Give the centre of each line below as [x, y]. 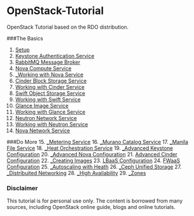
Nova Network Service [42, 131]
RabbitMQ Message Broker [48, 62]
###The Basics [25, 38]
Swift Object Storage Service [50, 93]
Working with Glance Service [50, 112]
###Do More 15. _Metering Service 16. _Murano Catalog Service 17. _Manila [98, 142]
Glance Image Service [42, 105]
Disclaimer [22, 188]
